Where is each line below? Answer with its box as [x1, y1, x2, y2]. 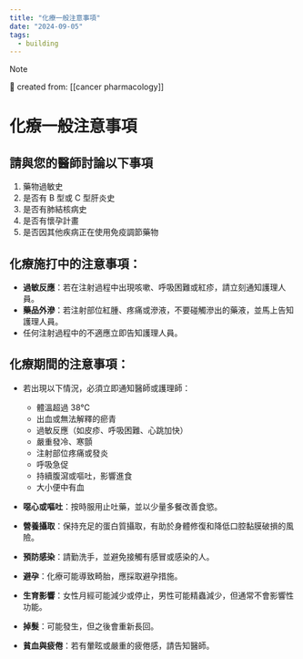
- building [17, 38, 59, 48]
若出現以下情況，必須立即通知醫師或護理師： [22, 382, 191, 393]
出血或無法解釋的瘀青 [35, 413, 116, 424]
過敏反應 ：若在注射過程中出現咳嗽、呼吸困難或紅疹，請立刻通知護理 [22, 282, 278, 293]
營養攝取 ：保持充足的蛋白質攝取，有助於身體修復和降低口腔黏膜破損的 [22, 520, 287, 531]
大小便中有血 [35, 481, 85, 492]
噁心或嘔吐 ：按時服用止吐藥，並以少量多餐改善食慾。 [22, 500, 223, 511]
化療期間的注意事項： [9, 356, 129, 372]
